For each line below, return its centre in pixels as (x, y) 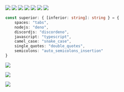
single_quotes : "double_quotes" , (50, 46)
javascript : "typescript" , (43, 37)
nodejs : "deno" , (32, 27)
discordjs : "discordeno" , (42, 32)
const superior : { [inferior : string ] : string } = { (62, 18)
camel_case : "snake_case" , (43, 41)
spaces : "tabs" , (32, 22)
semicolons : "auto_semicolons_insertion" (59, 51)
